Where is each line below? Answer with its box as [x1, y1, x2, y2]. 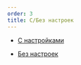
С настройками [17, 36, 65, 44]
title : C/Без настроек [7, 17, 74, 24]
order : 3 [7, 10, 33, 17]
